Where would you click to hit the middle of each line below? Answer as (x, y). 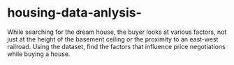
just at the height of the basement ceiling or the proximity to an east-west (113, 39)
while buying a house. (39, 54)
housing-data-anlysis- (74, 13)
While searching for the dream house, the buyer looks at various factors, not (117, 32)
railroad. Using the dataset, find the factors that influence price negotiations (116, 46)
